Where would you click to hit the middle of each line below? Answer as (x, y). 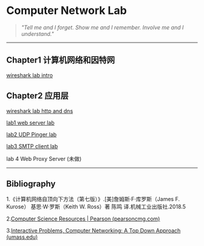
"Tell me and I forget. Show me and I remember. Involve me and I (102, 27)
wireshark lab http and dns (40, 111)
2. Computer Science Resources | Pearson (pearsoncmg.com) (83, 219)
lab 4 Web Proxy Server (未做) (44, 159)
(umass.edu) (22, 237)
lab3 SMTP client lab (32, 146)
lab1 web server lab (30, 123)
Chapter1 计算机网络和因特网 (61, 60)
